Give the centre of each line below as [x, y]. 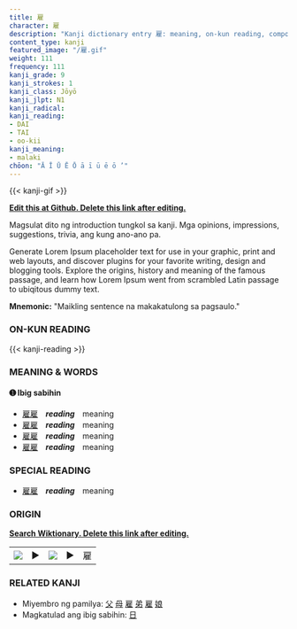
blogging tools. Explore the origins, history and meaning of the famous [137, 270]
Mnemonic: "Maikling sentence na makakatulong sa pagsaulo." [125, 307]
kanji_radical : [37, 108]
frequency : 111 [37, 67]
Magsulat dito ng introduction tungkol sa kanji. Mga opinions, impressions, [145, 225]
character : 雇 [34, 26]
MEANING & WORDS [54, 371]
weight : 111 [31, 58]
